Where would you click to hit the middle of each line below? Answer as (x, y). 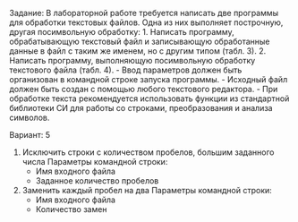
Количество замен (71, 209)
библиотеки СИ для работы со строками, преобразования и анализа (141, 108)
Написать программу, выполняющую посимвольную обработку (132, 60)
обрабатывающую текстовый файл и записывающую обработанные (140, 41)
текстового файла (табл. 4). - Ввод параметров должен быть (126, 70)
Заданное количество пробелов (97, 181)
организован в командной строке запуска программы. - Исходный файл (149, 79)
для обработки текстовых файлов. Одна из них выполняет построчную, (146, 22)
